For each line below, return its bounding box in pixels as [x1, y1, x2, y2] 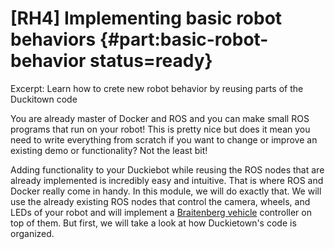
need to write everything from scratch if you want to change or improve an [10, 133, 318, 146]
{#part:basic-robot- [99, 28, 269, 51]
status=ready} [89, 50, 213, 72]
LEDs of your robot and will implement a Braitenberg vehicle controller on [10, 206, 312, 218]
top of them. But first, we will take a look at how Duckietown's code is [10, 217, 297, 229]
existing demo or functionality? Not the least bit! [10, 144, 208, 156]
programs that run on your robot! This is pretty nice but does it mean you [10, 123, 311, 135]
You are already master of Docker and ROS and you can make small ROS [10, 112, 310, 124]
